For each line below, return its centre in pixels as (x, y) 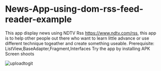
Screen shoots (20, 54)
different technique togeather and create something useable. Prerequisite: (80, 43)
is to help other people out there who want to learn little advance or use (77, 38)
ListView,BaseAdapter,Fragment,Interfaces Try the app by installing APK (78, 48)
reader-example (38, 19)
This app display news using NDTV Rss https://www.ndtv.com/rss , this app (81, 33)
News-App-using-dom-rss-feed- (74, 9)
